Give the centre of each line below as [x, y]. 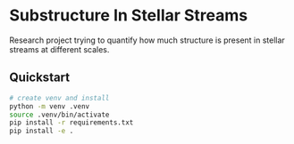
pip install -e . [42, 131]
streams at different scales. [59, 49]
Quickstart [40, 78]
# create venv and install [59, 98]
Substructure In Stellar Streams [129, 16]
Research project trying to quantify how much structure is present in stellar [147, 40]
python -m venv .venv [50, 106]
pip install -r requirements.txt [71, 123]
